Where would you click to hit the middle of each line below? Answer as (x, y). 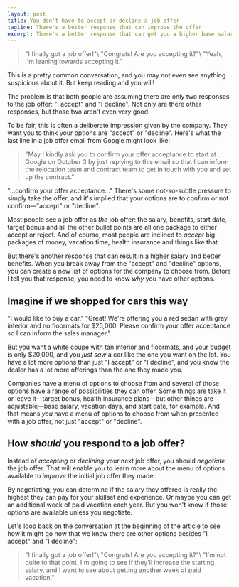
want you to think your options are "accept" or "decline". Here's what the (115, 133)
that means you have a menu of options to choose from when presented (113, 414)
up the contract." (49, 177)
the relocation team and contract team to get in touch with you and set (128, 169)
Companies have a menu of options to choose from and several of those (113, 384)
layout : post (27, 14)
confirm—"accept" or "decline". (54, 206)
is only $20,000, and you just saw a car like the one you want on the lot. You (119, 355)
